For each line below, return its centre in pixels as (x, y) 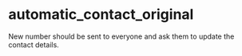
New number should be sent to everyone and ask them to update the (121, 36)
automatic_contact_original (101, 15)
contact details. (34, 44)
